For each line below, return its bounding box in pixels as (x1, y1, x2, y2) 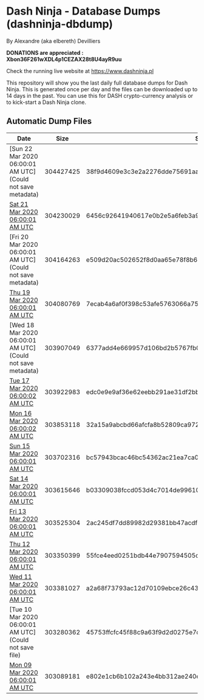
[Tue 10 (9, 605, 32, 614)
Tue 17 (9, 376, 30, 384)
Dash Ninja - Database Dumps (6, 4, 161, 18)
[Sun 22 (9, 144, 33, 153)
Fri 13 (9, 507, 27, 515)
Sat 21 (9, 199, 29, 208)
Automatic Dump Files (6, 116, 92, 126)
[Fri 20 (9, 232, 29, 241)
